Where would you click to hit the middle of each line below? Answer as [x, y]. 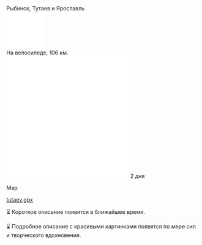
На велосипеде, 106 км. [37, 53]
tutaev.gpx [20, 199]
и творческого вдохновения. [44, 235]
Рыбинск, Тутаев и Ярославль [46, 8]
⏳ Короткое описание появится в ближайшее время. [76, 212]
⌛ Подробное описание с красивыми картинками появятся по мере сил [101, 226]
